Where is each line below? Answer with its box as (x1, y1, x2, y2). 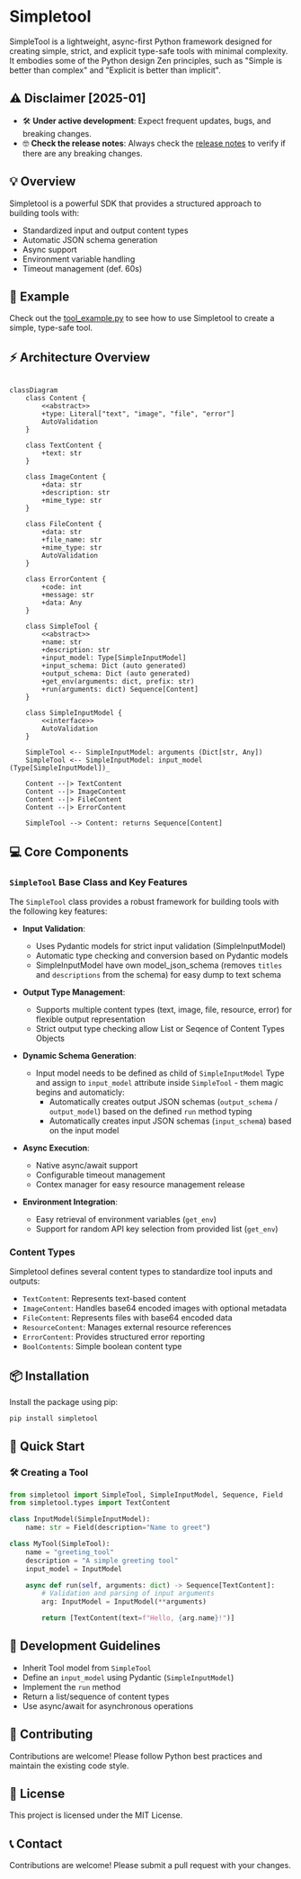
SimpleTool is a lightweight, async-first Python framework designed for (9, 36, 272, 47)
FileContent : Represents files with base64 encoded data (22, 1312, 233, 1323)
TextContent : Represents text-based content (22, 1293, 187, 1304)
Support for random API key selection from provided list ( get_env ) (35, 1223, 279, 1234)
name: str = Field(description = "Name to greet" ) (25, 1523, 211, 1533)
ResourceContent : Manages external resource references (22, 1322, 232, 1333)
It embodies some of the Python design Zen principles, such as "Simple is (9, 55, 283, 66)
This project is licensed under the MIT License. (9, 1810, 183, 1821)
